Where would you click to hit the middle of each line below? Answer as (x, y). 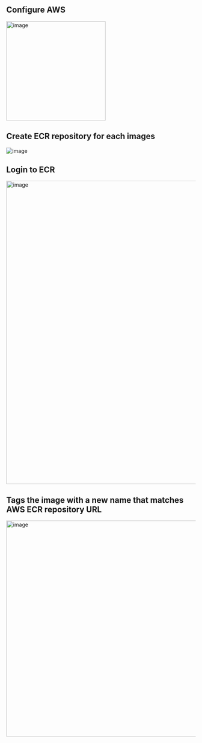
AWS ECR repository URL (54, 509)
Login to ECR (31, 170)
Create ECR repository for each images (81, 136)
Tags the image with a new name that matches (95, 500)
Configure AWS (36, 10)
